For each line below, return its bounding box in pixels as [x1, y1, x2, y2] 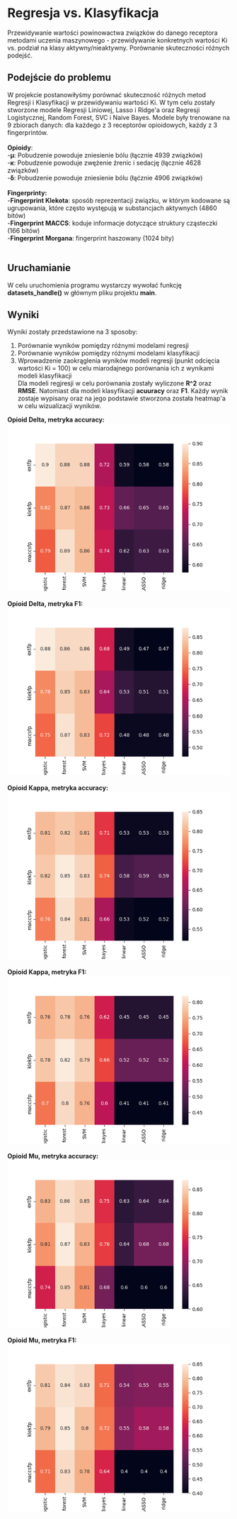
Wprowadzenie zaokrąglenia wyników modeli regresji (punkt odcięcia [17, 356, 220, 365]
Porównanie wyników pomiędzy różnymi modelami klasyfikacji [17, 349, 200, 358]
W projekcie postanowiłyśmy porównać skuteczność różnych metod [7, 90, 207, 99]
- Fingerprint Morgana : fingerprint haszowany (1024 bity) [7, 234, 175, 242]
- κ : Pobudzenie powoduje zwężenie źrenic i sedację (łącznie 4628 [7, 158, 202, 167]
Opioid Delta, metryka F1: [7, 600, 83, 608]
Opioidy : [7, 143, 33, 152]
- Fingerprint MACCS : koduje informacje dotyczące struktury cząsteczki [7, 219, 218, 227]
